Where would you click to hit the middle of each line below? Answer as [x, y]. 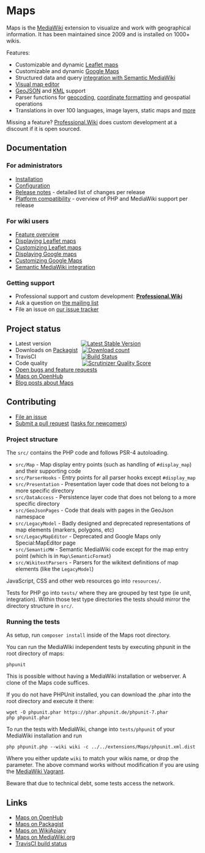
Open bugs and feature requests [56, 370]
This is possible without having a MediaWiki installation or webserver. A [96, 676]
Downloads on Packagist [47, 350]
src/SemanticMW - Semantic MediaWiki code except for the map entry [102, 549]
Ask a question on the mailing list [57, 303]
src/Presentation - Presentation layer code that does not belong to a [102, 484]
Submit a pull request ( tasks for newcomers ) [71, 423]
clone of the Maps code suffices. [48, 683]
